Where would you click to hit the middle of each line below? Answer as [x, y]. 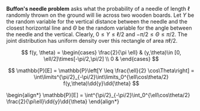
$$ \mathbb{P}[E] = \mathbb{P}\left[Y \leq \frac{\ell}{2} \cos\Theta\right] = [101, 71]
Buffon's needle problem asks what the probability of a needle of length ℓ [98, 9]
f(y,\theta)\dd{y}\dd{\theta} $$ [101, 83]
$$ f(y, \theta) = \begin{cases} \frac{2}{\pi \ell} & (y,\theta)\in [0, [101, 52]
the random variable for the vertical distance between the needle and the [97, 21]
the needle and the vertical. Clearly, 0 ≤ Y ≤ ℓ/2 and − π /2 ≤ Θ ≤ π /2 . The [97, 34]
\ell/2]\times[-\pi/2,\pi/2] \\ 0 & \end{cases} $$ [101, 59]
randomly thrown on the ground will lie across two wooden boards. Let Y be [100, 15]
